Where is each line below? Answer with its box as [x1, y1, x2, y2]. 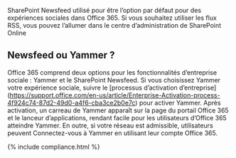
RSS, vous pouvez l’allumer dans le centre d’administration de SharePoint [7, 21, 222, 29]
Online [7, 28, 27, 37]
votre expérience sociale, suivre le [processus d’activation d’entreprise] [7, 83, 217, 92]
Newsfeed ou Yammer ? [7, 49, 115, 61]
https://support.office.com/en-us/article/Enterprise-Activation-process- [9, 90, 220, 99]
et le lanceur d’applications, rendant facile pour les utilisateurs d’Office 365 [7, 113, 227, 122]
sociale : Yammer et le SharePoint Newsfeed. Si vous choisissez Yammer [7, 75, 221, 84]
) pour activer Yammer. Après [134, 98, 222, 107]
